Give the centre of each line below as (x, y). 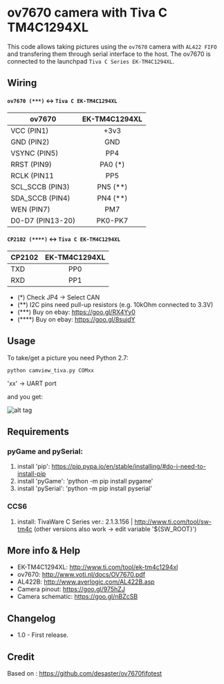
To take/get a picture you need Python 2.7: (68, 358)
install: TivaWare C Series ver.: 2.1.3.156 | (75, 521)
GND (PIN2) (30, 142)
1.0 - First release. (43, 635)
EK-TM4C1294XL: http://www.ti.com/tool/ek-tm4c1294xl (97, 567)
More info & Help (44, 550)
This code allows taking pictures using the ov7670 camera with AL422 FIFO (112, 46)
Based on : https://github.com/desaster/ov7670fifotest (85, 673)
